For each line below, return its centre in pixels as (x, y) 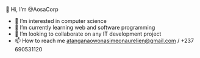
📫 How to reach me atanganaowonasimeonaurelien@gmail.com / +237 (104, 40)
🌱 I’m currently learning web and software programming (85, 27)
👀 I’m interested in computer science (61, 21)
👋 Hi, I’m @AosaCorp (32, 9)
